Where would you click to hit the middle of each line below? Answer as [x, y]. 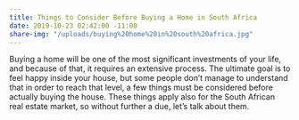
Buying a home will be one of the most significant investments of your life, [145, 60]
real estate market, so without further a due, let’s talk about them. [129, 107]
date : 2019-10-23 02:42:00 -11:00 [74, 26]
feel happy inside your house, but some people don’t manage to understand [149, 78]
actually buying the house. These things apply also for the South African [142, 97]
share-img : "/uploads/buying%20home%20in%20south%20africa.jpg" [131, 34]
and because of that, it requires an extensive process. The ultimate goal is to [150, 68]
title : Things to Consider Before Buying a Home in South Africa [133, 17]
